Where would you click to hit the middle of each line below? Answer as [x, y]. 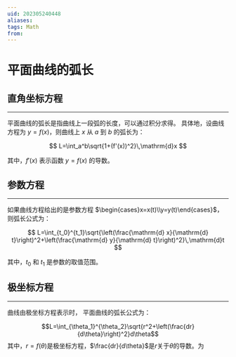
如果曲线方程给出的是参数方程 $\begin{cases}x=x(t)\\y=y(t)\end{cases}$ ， [115, 210]
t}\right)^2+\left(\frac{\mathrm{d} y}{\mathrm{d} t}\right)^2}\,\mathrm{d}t [118, 240]
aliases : [20, 20]
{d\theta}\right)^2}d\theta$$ [118, 334]
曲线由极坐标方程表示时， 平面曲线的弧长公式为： [79, 312]
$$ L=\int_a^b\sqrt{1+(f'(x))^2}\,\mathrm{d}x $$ [118, 146]
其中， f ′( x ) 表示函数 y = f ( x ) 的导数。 [60, 161]
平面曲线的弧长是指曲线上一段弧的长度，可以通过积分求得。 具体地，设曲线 [116, 123]
